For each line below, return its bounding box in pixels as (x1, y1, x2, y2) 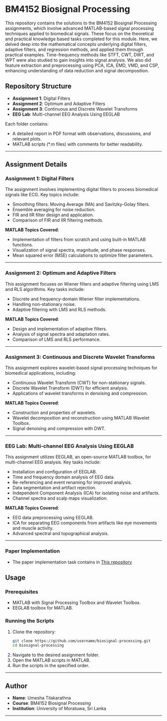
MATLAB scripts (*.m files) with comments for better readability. (12, 141, 143, 147)
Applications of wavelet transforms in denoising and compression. (12, 390, 148, 397)
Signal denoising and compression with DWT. (12, 426, 106, 432)
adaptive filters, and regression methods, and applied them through (5, 46, 143, 52)
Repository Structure (5, 82, 72, 91)
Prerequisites (5, 588, 38, 595)
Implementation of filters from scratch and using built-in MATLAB (12, 237, 146, 243)
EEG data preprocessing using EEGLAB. (12, 515, 94, 521)
